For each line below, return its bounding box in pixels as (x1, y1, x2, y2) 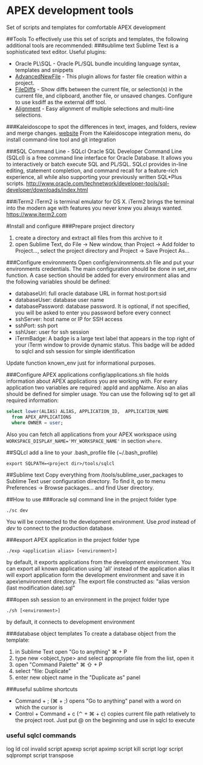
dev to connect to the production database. (6, 524, 114, 532)
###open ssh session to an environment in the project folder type (6, 596, 170, 603)
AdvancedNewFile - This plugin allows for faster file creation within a (14, 73, 187, 80)
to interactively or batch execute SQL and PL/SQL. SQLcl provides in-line (6, 160, 188, 168)
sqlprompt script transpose (6, 751, 74, 759)
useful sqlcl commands (6, 731, 77, 740)
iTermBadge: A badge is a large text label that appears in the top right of (14, 334, 195, 342)
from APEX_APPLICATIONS (11, 414, 71, 420)
